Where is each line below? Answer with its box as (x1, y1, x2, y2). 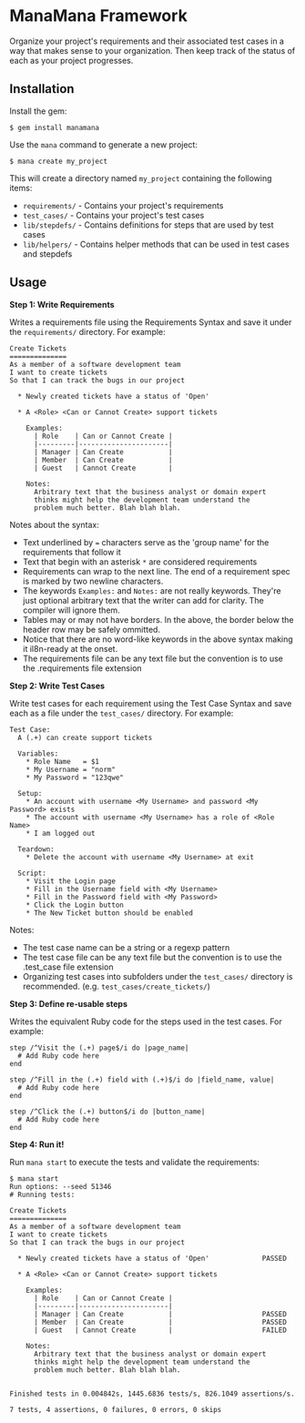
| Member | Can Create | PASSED (33, 1317, 287, 1326)
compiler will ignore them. (22, 605, 120, 615)
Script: (17, 869, 47, 878)
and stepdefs (22, 248, 73, 259)
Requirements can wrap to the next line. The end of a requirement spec (22, 565, 291, 576)
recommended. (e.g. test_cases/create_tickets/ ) (22, 981, 211, 991)
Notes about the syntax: (9, 519, 100, 530)
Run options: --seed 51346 (9, 1182, 112, 1191)
